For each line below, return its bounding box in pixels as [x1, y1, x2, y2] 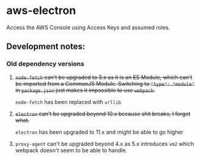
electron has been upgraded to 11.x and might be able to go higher [15, 128, 184, 136]
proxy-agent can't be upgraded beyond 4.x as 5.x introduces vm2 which [15, 140, 194, 147]
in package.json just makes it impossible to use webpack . [15, 86, 156, 94]
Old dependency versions [6, 60, 84, 68]
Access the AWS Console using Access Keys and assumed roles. [6, 24, 170, 31]
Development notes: [6, 41, 86, 52]
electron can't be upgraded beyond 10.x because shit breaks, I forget [15, 110, 191, 117]
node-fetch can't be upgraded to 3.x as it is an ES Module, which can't [15, 74, 192, 81]
